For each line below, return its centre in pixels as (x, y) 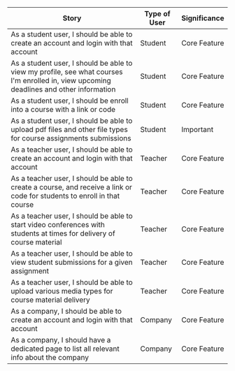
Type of (157, 14)
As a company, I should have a (61, 340)
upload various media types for (62, 291)
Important (198, 130)
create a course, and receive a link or (72, 187)
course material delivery (51, 300)
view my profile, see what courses (67, 72)
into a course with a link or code (63, 109)
